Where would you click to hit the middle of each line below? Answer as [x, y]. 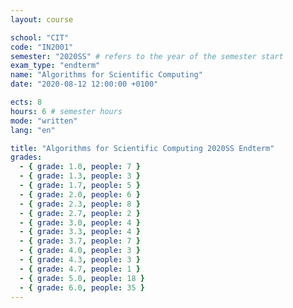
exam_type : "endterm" [55, 66]
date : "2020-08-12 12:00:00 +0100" [84, 84]
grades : [26, 157]
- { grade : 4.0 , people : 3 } [80, 251]
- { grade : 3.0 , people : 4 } [80, 222]
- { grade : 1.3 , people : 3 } [80, 176]
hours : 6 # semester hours [66, 111]
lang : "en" [33, 130]
